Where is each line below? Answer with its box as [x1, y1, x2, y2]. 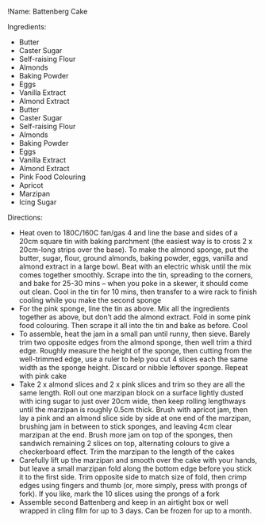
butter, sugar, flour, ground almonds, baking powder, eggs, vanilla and [18, 254, 248, 262]
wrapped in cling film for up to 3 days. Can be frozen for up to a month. [18, 506, 252, 515]
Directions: [7, 213, 43, 222]
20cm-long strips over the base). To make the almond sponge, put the [18, 245, 249, 254]
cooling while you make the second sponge [18, 296, 162, 304]
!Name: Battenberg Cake [7, 7, 88, 16]
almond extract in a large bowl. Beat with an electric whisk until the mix [18, 261, 252, 271]
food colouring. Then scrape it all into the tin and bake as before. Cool [18, 321, 248, 330]
